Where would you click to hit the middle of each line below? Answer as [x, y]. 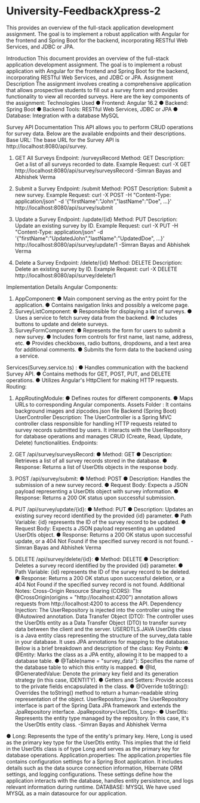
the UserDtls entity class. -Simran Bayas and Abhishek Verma [91, 724]
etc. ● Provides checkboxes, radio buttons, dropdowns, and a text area [103, 343]
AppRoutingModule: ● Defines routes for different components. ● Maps [104, 398]
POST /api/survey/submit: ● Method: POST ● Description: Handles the [102, 478]
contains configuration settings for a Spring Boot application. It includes [95, 761]
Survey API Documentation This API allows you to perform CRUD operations [100, 127]
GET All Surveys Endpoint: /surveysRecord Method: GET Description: [100, 157]
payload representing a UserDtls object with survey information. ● [97, 491]
